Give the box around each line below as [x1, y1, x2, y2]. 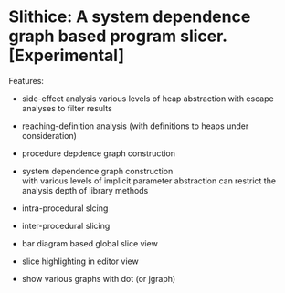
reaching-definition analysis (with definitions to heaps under [21, 120, 249, 131]
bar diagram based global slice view [21, 237, 159, 248]
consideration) [21, 130, 77, 141]
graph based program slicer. [8, 26, 227, 47]
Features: [8, 75, 45, 86]
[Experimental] [8, 46, 125, 66]
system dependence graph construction [21, 165, 174, 176]
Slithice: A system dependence [8, 6, 251, 27]
